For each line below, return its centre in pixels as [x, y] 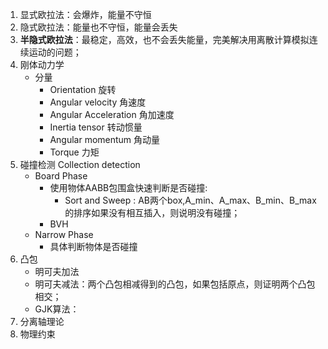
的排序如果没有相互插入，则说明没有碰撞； [152, 212]
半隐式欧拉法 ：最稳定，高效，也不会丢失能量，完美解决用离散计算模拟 [164, 39]
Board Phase [61, 176]
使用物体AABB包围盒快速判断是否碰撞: [128, 187]
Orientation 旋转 [83, 89]
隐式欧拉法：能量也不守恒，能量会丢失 [98, 27]
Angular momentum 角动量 [105, 139]
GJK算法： [57, 309]
